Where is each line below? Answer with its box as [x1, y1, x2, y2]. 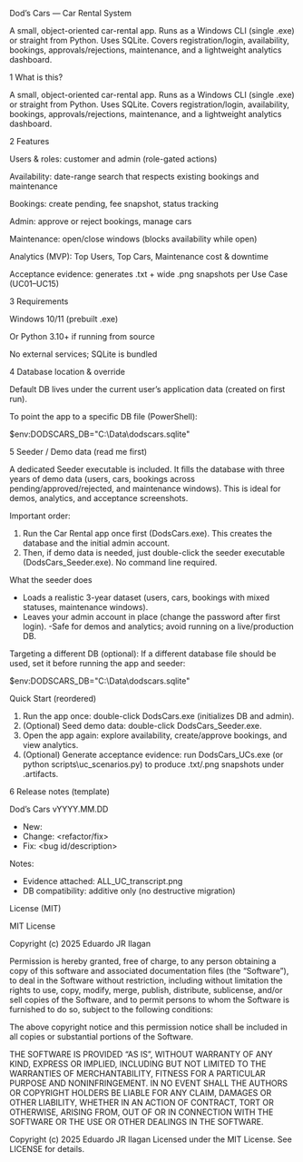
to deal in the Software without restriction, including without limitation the [9, 975, 283, 986]
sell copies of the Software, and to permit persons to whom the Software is [9, 994, 290, 1005]
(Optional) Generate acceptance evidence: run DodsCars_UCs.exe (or [22, 749, 284, 760]
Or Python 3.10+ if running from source [9, 331, 156, 341]
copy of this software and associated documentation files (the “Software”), [9, 966, 289, 976]
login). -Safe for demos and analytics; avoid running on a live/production [22, 621, 295, 632]
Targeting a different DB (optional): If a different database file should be [9, 648, 277, 659]
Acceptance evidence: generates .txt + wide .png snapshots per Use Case [9, 269, 288, 280]
